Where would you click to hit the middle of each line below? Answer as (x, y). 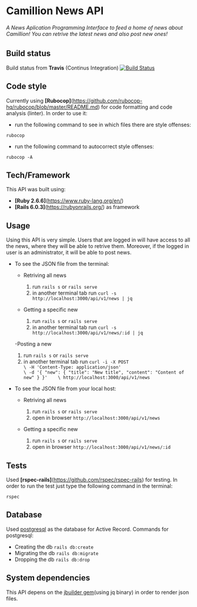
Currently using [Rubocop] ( (40, 100)
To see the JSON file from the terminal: (62, 264)
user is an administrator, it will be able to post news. (69, 253)
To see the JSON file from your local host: (65, 389)
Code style (26, 87)
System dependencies (48, 578)
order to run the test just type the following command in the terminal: (89, 486)
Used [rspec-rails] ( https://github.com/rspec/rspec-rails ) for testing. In (92, 480)
